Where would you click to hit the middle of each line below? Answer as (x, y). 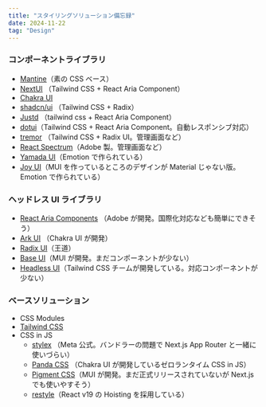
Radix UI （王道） (47, 248)
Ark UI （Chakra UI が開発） (66, 238)
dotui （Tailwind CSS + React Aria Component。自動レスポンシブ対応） (136, 127)
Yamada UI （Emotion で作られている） (83, 157)
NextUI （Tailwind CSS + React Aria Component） (102, 88)
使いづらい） (53, 354)
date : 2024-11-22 (37, 23)
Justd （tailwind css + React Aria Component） (98, 117)
